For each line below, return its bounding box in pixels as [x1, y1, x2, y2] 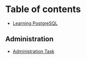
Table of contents [5, 4, 81, 15]
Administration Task [12, 48, 54, 54]
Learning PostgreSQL [12, 20, 58, 26]
